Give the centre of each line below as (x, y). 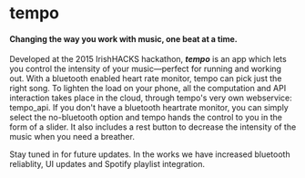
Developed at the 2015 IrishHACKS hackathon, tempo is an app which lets (148, 59)
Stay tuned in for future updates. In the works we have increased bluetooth (150, 154)
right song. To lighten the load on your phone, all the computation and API (148, 89)
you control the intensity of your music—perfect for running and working (146, 69)
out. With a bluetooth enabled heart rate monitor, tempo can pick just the (146, 79)
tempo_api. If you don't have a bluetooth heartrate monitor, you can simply (149, 108)
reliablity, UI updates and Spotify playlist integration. (107, 164)
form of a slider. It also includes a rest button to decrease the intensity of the (153, 127)
